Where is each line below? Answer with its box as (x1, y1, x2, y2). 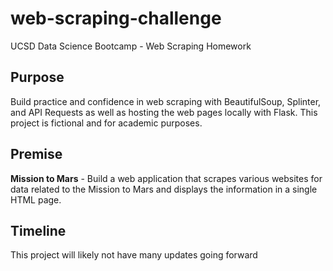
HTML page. (10, 193, 62, 206)
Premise (10, 146, 63, 163)
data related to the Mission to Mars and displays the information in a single (10, 183, 318, 195)
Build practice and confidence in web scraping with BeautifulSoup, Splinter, (10, 95, 322, 107)
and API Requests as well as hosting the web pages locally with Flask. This (10, 106, 318, 118)
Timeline (10, 222, 67, 239)
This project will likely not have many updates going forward (10, 249, 258, 261)
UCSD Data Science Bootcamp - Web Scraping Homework (10, 40, 252, 52)
